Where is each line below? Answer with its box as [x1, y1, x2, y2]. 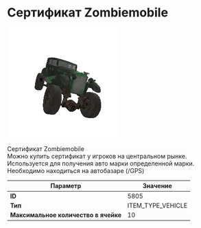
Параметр [50, 182, 82, 190]
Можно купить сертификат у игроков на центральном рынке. [7, 152, 187, 160]
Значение [143, 182, 173, 190]
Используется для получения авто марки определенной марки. [7, 159, 195, 168]
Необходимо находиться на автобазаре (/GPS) [7, 166, 145, 174]
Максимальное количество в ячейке [10, 211, 122, 219]
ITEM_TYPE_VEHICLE [127, 201, 188, 209]
